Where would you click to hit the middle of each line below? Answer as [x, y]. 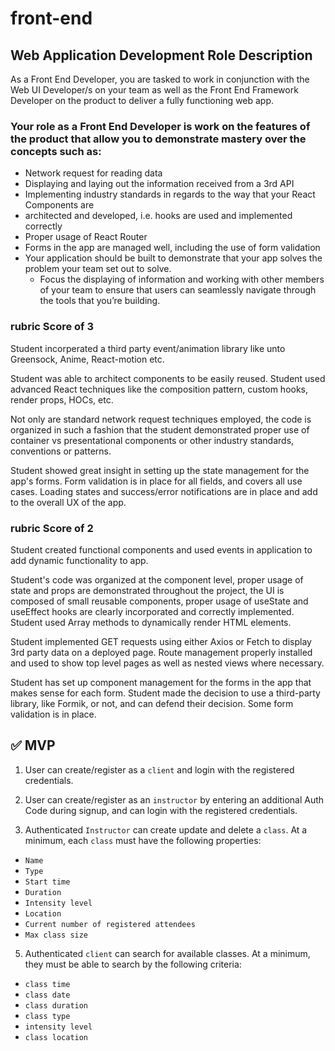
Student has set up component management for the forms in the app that [161, 682]
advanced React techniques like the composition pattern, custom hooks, [159, 389]
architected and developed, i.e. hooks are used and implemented [158, 216]
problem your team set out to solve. [98, 269]
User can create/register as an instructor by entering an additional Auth [174, 799]
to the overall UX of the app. [68, 502]
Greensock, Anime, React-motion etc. [87, 359]
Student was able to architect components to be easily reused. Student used [168, 378]
